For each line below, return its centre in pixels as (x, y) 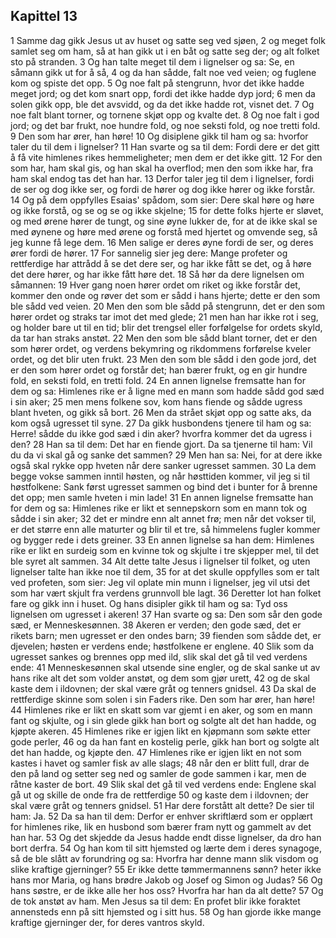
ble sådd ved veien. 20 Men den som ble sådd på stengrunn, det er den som (167, 306)
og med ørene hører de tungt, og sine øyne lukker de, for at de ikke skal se (164, 221)
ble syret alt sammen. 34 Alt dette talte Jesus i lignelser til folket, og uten (160, 561)
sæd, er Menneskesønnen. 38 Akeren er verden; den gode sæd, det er (156, 625)
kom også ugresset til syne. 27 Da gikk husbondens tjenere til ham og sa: (161, 423)
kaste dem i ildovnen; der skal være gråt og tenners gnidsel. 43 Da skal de (163, 688)
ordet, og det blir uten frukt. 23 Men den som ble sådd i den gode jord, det (163, 359)
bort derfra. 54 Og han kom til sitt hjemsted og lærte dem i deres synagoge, (166, 848)
